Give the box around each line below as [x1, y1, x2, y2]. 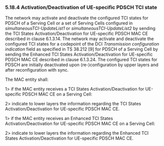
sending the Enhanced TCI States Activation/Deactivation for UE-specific [5, 51, 153, 57]
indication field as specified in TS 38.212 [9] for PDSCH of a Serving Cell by [5, 46, 158, 52]
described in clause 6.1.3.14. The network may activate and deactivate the [5, 36, 154, 42]
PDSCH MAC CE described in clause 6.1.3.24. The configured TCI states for [5, 57, 158, 63]
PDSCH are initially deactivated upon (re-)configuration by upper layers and [5, 62, 159, 68]
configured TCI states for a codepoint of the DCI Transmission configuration [5, 41, 160, 47]
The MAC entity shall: [5, 76, 49, 82]
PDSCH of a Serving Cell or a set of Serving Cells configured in [5, 20, 133, 26]
